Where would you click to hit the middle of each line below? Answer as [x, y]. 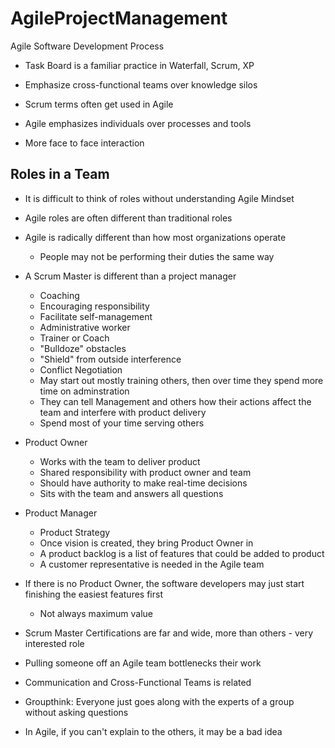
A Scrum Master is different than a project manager [130, 276]
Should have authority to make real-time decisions [143, 483]
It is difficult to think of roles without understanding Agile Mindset [159, 198]
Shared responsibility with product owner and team [145, 472]
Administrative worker [85, 327]
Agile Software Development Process [87, 46]
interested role [54, 643]
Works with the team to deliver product [120, 461]
